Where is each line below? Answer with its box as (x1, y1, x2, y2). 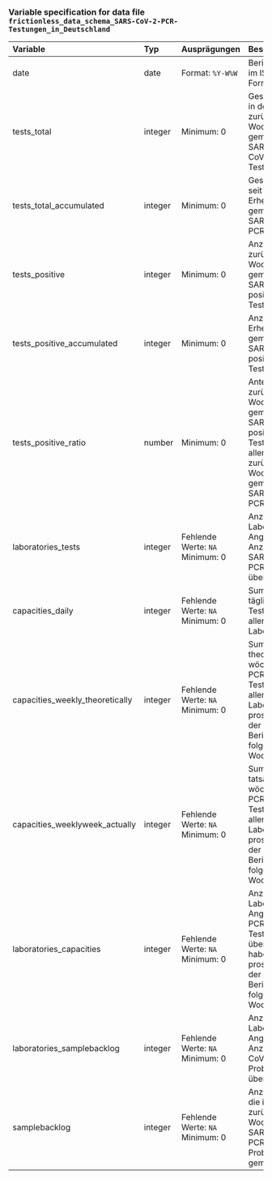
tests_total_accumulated (12, 200, 105, 211)
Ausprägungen (181, 44, 241, 55)
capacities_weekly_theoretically (12, 694, 133, 706)
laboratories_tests (12, 541, 81, 553)
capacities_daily (12, 605, 74, 617)
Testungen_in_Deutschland (8, 24, 111, 34)
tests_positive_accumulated (12, 338, 118, 349)
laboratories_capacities (12, 943, 101, 955)
